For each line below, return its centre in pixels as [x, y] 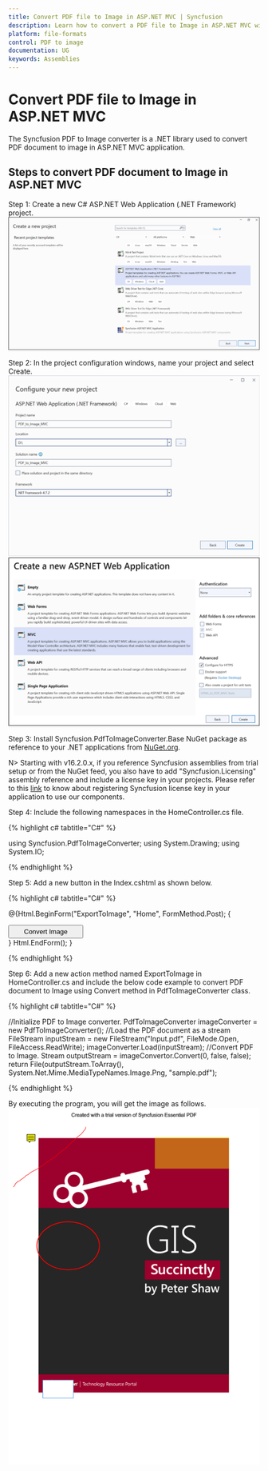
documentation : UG [39, 51]
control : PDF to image [46, 42]
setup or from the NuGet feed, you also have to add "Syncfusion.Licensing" [132, 771]
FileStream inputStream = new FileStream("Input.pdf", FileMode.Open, [124, 1038]
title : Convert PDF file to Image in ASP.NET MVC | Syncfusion [116, 17]
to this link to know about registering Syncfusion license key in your [119, 788]
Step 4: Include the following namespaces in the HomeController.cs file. [126, 812]
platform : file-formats [48, 34]
